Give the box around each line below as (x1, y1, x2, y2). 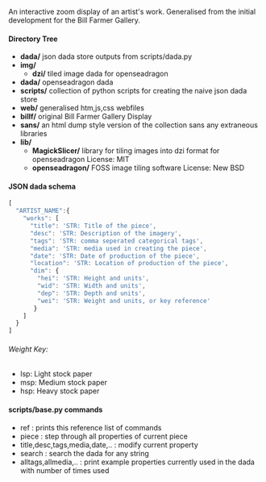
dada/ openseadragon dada (19, 77, 114, 87)
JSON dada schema (8, 181, 77, 191)
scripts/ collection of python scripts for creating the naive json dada (19, 86, 247, 96)
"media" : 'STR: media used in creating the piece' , (29, 244, 207, 252)
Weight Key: (8, 344, 48, 354)
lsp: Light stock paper (19, 369, 93, 379)
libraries (19, 129, 48, 139)
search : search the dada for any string (19, 448, 149, 458)
